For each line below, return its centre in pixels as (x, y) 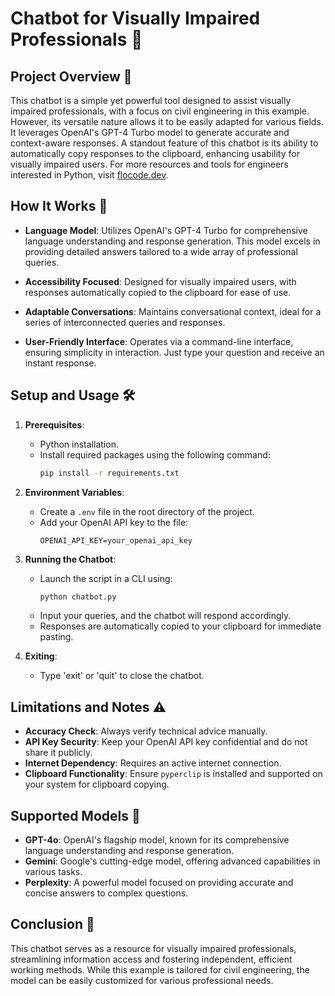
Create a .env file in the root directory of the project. (147, 511)
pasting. (56, 637)
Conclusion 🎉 (52, 924)
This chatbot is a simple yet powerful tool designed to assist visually (151, 100)
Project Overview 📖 (71, 76)
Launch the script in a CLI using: (106, 578)
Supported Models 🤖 (75, 815)
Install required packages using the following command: (155, 454)
